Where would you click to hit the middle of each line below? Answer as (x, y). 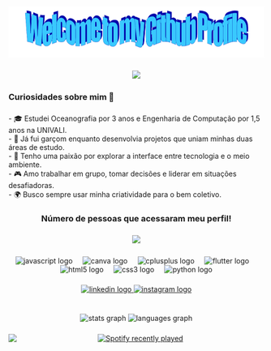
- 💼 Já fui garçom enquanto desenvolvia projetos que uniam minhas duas (131, 139)
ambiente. (25, 165)
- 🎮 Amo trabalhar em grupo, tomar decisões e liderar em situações (123, 173)
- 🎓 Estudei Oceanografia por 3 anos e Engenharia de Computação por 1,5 (134, 118)
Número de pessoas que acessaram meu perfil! (136, 218)
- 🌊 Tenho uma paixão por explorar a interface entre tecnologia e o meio (129, 156)
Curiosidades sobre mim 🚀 (62, 96)
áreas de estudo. (37, 147)
